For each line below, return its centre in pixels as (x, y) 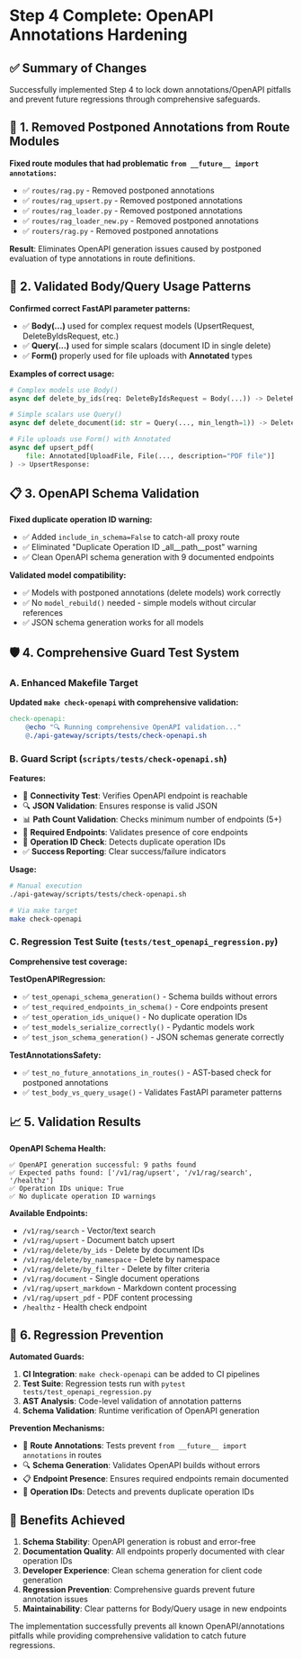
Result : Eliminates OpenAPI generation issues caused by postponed (136, 248)
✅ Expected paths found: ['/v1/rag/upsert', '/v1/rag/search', (131, 1172)
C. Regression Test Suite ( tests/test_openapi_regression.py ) (144, 942)
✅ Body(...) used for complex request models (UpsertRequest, (138, 326)
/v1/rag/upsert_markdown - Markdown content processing (129, 1287)
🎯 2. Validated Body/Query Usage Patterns (130, 287)
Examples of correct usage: (62, 374)
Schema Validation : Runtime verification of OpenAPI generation (141, 1411)
